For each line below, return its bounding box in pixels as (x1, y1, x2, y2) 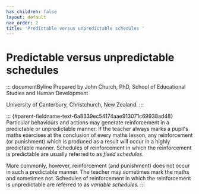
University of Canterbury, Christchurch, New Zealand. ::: (6, 101, 144, 108)
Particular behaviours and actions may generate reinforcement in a (6, 119, 170, 126)
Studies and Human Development (6, 90, 89, 97)
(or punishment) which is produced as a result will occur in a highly (6, 138, 170, 145)
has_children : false (6, 8, 58, 15)
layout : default (6, 14, 46, 20)
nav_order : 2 (6, 20, 39, 26)
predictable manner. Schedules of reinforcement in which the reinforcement (6, 144, 192, 152)
